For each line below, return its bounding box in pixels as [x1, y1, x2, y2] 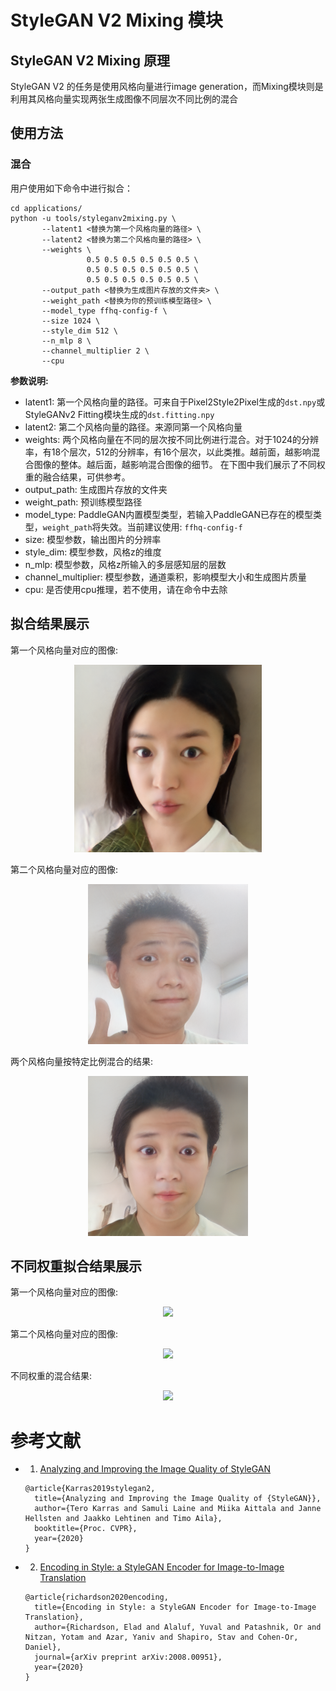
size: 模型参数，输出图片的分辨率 [24, 533, 162, 545]
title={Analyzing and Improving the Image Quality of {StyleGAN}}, [34, 1494, 322, 1504]
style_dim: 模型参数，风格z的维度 [24, 546, 162, 558]
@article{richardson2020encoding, [24, 1592, 169, 1603]
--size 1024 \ [41, 316, 101, 326]
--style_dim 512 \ [41, 326, 118, 336]
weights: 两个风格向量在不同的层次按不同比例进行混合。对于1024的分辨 [24, 433, 320, 445]
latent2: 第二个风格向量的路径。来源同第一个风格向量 [24, 421, 243, 433]
